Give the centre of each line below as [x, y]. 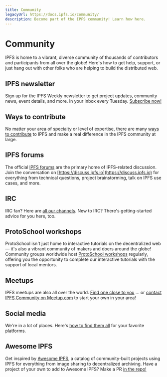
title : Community [23, 10]
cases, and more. [23, 183]
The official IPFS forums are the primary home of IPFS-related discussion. [81, 167]
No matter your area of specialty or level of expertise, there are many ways [82, 129]
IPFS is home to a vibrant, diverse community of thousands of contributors [82, 57]
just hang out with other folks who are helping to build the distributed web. [82, 68]
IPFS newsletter [30, 84]
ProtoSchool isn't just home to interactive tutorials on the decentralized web [83, 244]
